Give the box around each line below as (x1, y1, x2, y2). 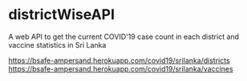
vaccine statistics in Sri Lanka (8, 40, 107, 49)
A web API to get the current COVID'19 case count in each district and (8, 32, 239, 41)
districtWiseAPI (8, 6, 115, 24)
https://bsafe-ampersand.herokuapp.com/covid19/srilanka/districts (8, 56, 230, 65)
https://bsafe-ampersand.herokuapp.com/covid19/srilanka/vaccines (8, 64, 234, 73)
